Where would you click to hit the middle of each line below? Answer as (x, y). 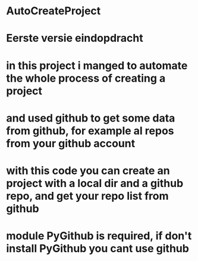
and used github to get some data (91, 118)
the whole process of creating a (86, 78)
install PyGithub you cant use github (98, 249)
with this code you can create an (88, 170)
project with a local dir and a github (95, 183)
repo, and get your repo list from (87, 196)
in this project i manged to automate (97, 65)
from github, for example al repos (90, 131)
